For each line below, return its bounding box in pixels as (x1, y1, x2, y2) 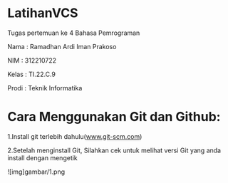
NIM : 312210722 (7, 56, 57, 65)
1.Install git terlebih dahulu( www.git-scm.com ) (7, 132, 142, 140)
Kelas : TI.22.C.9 (7, 70, 56, 78)
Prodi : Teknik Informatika (7, 83, 83, 92)
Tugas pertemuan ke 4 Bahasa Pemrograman (7, 28, 140, 37)
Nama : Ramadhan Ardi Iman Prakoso (7, 42, 117, 51)
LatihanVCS (7, 5, 78, 21)
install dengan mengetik (7, 153, 78, 162)
